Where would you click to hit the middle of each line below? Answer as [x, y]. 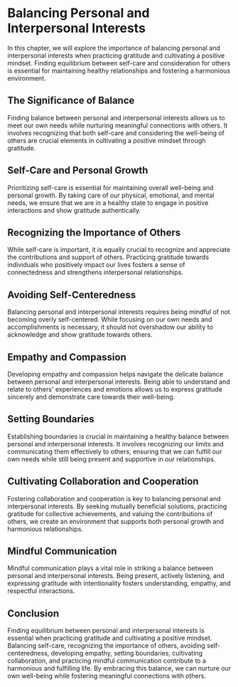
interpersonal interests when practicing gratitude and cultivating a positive [116, 56]
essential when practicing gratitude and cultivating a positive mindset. [110, 638]
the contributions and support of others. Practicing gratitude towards [108, 257]
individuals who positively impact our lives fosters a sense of [97, 265]
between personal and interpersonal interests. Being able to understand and [119, 382]
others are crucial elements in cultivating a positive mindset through [107, 140]
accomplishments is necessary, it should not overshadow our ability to [110, 327]
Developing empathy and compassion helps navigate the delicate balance [115, 374]
